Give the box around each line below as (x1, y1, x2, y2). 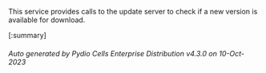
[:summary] (8, 31, 46, 40)
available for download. (8, 15, 86, 25)
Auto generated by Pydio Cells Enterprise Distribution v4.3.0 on (8, 48, 218, 58)
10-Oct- (219, 48, 244, 58)
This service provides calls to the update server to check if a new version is (8, 7, 258, 16)
